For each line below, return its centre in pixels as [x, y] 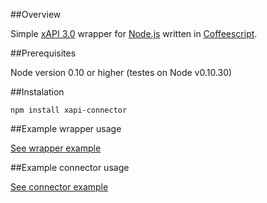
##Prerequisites [43, 53]
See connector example [59, 187]
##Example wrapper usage [66, 128]
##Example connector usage [70, 167]
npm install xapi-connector [69, 110]
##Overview [36, 14]
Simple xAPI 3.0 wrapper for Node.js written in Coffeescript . [134, 33]
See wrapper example [56, 148]
